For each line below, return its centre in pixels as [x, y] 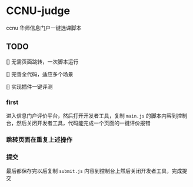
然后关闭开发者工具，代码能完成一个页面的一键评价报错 [83, 123]
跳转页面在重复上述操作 [39, 139]
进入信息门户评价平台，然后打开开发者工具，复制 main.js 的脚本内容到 [91, 116]
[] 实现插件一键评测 [29, 86]
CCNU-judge [38, 11]
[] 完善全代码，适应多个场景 [40, 74]
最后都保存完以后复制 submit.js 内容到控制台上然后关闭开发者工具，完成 [94, 171]
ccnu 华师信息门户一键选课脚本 [44, 28]
